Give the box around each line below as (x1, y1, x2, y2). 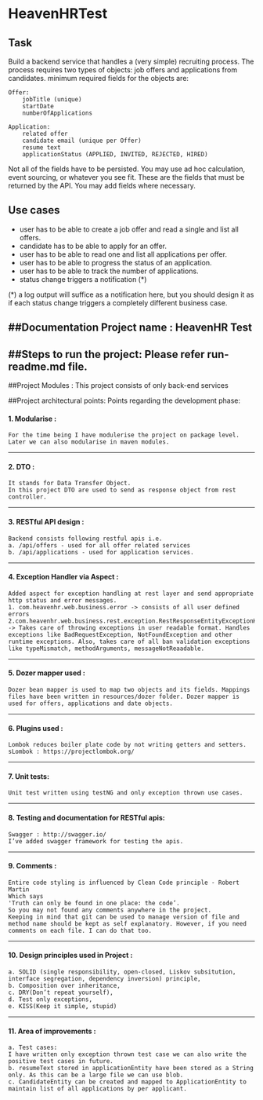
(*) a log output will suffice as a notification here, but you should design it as (8, 290, 254, 299)
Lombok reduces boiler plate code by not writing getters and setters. (8, 741, 247, 749)
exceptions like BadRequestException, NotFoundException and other (8, 630, 233, 638)
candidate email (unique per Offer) (22, 137, 142, 144)
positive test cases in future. (8, 1058, 113, 1065)
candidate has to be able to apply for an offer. (19, 241, 167, 250)
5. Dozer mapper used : (8, 668, 86, 678)
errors (8, 610, 30, 618)
